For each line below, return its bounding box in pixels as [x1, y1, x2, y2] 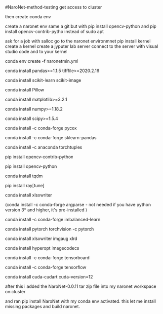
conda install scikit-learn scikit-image [5, 78, 81, 83]
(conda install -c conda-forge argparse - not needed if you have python [5, 202, 151, 207]
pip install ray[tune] [5, 183, 44, 188]
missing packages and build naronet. [5, 304, 81, 309]
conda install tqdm [5, 173, 43, 179]
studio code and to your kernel [5, 49, 68, 54]
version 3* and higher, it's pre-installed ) [5, 207, 87, 213]
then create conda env [5, 14, 51, 19]
